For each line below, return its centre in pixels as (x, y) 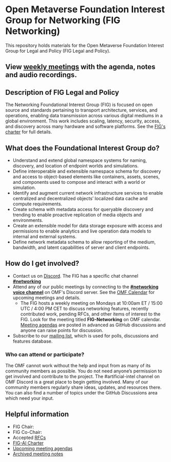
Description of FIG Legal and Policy (62, 92)
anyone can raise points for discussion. (62, 330)
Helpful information (37, 414)
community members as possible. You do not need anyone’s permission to (84, 371)
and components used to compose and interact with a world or (79, 182)
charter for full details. (29, 132)
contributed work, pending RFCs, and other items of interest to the (90, 314)
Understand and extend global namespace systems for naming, (80, 160)
